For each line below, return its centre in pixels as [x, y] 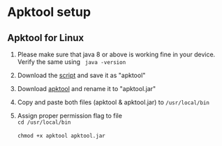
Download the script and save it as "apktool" [81, 75]
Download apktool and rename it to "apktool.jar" [87, 89]
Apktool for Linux [46, 38]
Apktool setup [49, 12]
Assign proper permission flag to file [69, 116]
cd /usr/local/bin [44, 122]
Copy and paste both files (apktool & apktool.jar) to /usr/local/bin [113, 102]
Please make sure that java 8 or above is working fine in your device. [116, 54]
